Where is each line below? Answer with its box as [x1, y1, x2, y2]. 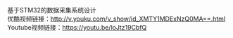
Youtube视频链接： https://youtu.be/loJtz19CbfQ [7, 23, 147, 31]
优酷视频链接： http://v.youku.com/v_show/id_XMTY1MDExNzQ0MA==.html [7, 15, 226, 23]
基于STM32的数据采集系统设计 [7, 6, 96, 14]
